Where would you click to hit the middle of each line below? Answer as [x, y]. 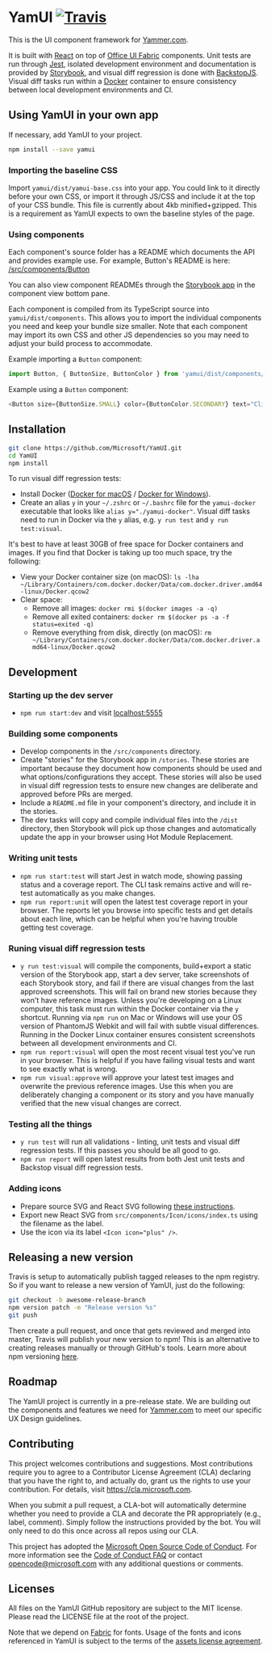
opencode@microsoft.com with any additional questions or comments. [126, 1563]
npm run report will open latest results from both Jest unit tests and [132, 1159]
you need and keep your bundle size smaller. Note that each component [128, 327]
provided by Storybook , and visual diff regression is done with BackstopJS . [133, 72]
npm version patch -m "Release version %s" [83, 1308]
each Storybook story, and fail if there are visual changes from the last [137, 983]
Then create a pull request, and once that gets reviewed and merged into [129, 1331]
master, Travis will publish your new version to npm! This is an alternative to [134, 1340]
